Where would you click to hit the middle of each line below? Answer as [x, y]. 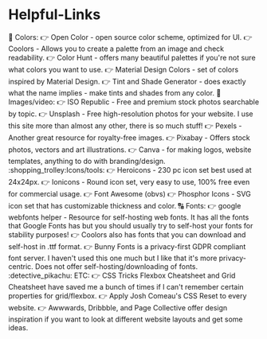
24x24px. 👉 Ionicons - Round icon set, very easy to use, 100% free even [129, 181]
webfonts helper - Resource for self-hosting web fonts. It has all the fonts [129, 217]
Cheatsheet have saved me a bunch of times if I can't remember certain [126, 286]
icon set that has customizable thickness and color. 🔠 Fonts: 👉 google [125, 205]
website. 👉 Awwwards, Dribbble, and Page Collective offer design [118, 307]
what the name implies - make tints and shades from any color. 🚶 [115, 92]
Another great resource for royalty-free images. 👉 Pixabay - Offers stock [129, 138]
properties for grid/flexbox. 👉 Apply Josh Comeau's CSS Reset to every [128, 295]
